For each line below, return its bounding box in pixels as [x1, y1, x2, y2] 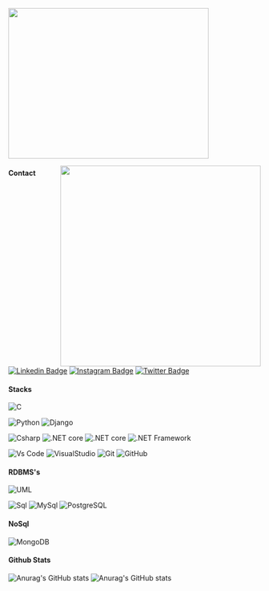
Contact [8, 168, 36, 177]
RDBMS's [8, 467, 41, 477]
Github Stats [8, 555, 51, 565]
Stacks [8, 384, 32, 393]
